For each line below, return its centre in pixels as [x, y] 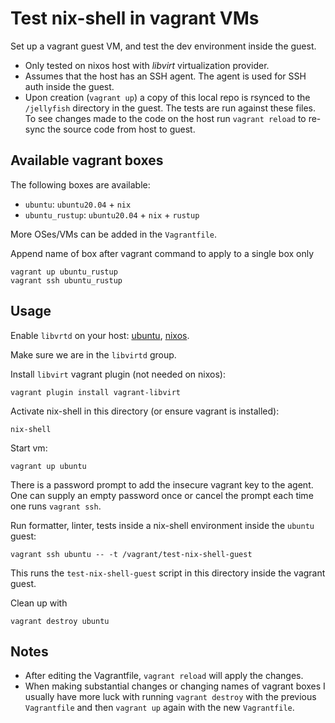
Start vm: [29, 448]
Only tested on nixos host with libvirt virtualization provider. [147, 65]
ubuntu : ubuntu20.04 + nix [78, 204]
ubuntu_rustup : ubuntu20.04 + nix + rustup [112, 214]
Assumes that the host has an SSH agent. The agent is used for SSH [165, 76]
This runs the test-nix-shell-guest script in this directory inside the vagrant [168, 573]
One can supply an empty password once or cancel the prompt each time [162, 495]
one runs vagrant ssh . [56, 506]
